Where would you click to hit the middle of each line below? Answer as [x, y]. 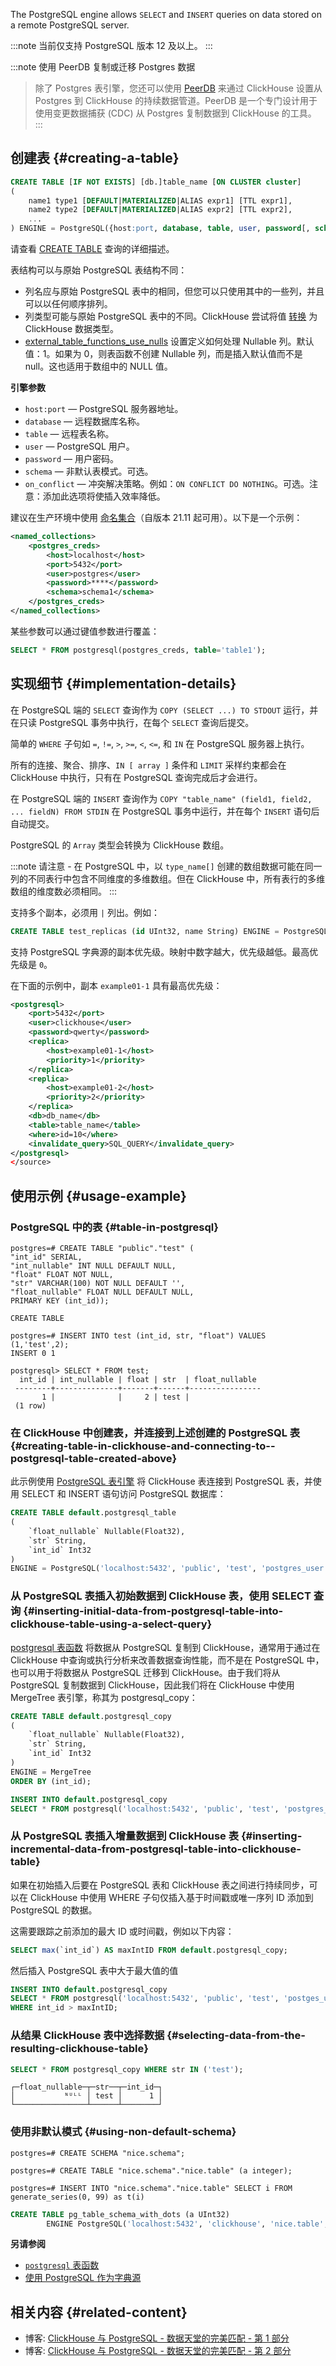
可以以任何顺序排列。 [68, 304]
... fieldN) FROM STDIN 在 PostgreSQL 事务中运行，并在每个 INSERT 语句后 [165, 811]
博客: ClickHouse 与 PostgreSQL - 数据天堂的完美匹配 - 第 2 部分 [158, 2351]
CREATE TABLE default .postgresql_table [93, 1513]
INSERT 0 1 [33, 1353]
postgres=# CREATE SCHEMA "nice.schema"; [98, 2153]
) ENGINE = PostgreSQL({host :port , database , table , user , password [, [160, 229]
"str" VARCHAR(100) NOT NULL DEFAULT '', [98, 1283]
